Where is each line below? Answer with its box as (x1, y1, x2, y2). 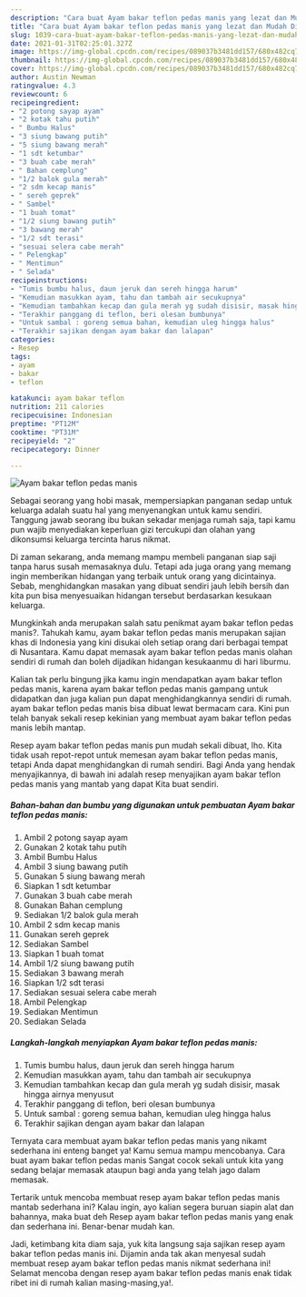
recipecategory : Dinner (10, 444, 101, 454)
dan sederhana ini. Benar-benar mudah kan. (10, 1221, 175, 1232)
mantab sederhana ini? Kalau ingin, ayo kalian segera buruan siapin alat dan (10, 1201, 294, 1212)
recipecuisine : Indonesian (10, 411, 113, 420)
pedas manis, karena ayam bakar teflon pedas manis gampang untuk (10, 684, 269, 695)
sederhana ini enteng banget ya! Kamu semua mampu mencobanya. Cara (10, 1145, 285, 1157)
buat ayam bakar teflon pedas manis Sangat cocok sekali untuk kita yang (10, 1155, 284, 1166)
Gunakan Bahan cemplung (23, 900, 123, 911)
